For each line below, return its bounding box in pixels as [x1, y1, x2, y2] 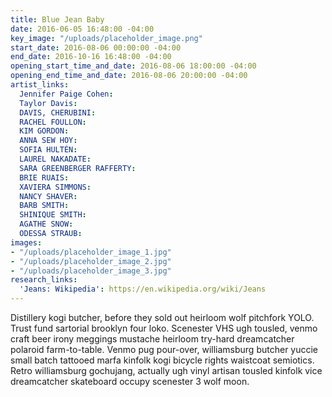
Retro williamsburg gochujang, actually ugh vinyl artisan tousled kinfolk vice [10, 365, 323, 376]
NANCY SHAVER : [19, 191, 78, 201]
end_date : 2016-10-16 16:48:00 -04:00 [10, 52, 172, 62]
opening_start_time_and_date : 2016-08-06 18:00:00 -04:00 [10, 61, 257, 71]
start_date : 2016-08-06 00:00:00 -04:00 [10, 42, 182, 53]
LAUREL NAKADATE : [19, 154, 92, 164]
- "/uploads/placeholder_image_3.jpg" [10, 266, 172, 276]
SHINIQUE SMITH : [19, 210, 87, 220]
